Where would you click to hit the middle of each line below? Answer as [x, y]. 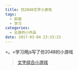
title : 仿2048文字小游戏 [29, 10]
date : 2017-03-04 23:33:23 [33, 37]
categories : [17, 28]
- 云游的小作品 [23, 33]
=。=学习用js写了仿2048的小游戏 [39, 52]
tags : [11, 14]
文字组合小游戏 [33, 62]
